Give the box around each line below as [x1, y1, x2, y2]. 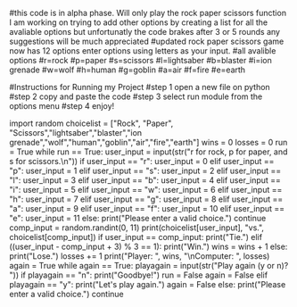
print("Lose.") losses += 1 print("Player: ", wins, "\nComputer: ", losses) [9, 251, 270, 261]
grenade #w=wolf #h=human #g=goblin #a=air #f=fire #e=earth [9, 64, 246, 75]
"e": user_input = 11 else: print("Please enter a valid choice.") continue [9, 213, 267, 223]
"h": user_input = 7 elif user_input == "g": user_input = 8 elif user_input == [9, 194, 284, 204]
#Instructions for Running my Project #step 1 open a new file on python [9, 82, 270, 92]
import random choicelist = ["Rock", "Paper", [9, 118, 174, 129]
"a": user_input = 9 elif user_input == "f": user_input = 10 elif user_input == [9, 203, 285, 213]
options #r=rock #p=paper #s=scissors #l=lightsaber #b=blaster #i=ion [9, 55, 272, 65]
